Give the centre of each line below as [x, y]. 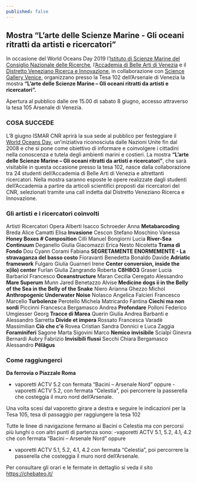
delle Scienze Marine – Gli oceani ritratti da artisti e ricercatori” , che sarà [96, 161]
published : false [27, 11]
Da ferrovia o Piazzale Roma [41, 373]
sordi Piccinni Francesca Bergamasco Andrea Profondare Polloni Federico [96, 308]
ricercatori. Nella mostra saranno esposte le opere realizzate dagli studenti [96, 179]
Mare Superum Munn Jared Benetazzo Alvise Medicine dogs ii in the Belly [97, 282]
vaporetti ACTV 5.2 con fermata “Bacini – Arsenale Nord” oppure [93, 384]
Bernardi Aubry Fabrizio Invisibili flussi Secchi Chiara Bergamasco [87, 339]
